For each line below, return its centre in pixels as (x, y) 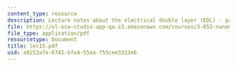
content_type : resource (42, 14)
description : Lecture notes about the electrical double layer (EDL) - (115, 20)
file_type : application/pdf (49, 33)
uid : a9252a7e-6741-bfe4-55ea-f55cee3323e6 (72, 53)
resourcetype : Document (42, 40)
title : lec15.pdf (33, 46)
